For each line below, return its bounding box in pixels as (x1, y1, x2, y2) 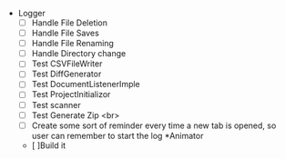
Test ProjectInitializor (31, 89, 111, 100)
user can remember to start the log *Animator (31, 130, 204, 141)
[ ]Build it (31, 140, 66, 151)
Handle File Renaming (31, 38, 114, 49)
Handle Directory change (31, 48, 127, 59)
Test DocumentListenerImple (31, 79, 141, 90)
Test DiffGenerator (31, 68, 102, 80)
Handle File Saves (31, 27, 100, 39)
